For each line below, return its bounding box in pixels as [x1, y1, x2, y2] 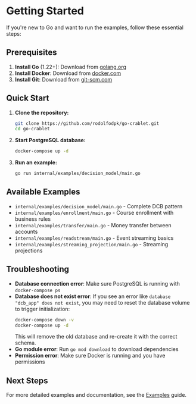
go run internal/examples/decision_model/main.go [14, 171, 141, 177]
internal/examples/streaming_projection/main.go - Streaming [14, 240, 169, 248]
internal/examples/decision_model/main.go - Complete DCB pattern [14, 202, 183, 209]
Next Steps [6, 375, 48, 386]
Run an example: [14, 159, 58, 166]
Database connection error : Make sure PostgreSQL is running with [14, 280, 180, 287]
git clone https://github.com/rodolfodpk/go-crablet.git [14, 120, 160, 126]
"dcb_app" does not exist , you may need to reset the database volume [14, 299, 190, 306]
